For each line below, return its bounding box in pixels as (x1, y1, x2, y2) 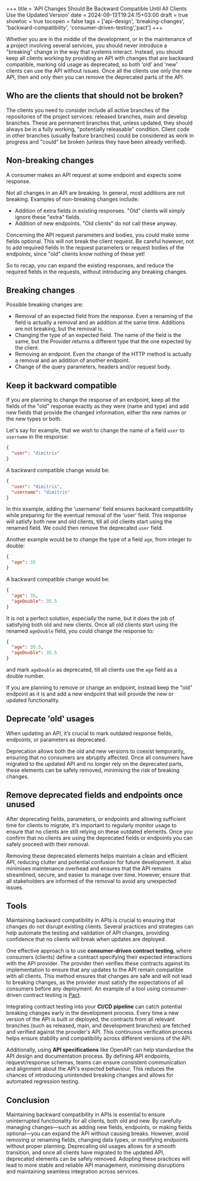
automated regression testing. (6, 1078, 80, 1085)
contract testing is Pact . (23, 992, 82, 999)
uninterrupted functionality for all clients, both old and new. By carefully (6, 1117, 182, 1124)
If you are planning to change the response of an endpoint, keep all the (6, 396, 180, 404)
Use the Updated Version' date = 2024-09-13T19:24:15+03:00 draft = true (6, 11, 189, 18)
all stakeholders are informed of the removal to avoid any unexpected (6, 877, 177, 884)
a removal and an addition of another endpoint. (14, 357, 130, 364)
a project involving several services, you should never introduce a (6, 42, 168, 49)
